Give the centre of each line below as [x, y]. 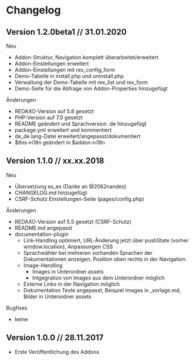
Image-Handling [43, 265]
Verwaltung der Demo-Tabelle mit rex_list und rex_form [81, 82]
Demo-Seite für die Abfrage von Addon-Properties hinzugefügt [91, 88]
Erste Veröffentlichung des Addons [57, 352]
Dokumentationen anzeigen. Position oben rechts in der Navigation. [105, 259]
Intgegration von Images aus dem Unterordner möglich [98, 278]
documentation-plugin [41, 234]
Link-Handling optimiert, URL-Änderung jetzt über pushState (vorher [106, 240]
